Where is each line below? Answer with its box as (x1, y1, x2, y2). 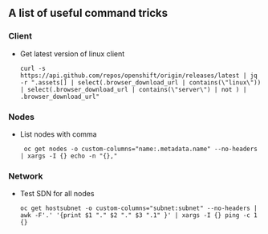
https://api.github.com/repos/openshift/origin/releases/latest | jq (19, 72, 258, 80)
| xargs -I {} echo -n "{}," (19, 152, 118, 160)
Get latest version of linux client (19, 48, 125, 59)
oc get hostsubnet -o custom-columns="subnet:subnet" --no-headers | (19, 204, 258, 212)
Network (8, 170, 43, 182)
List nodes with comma (19, 129, 98, 139)
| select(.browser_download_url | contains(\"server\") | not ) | (19, 85, 247, 93)
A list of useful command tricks (8, 6, 169, 20)
